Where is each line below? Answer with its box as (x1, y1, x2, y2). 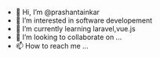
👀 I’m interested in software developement (15, 16, 153, 25)
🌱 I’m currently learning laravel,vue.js (15, 24, 136, 33)
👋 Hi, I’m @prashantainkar (15, 8, 100, 16)
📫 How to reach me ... (15, 42, 89, 50)
